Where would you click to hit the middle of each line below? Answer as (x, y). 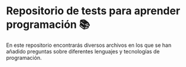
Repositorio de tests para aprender (93, 11)
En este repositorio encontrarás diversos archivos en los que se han (89, 45)
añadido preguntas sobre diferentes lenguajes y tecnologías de (83, 51)
